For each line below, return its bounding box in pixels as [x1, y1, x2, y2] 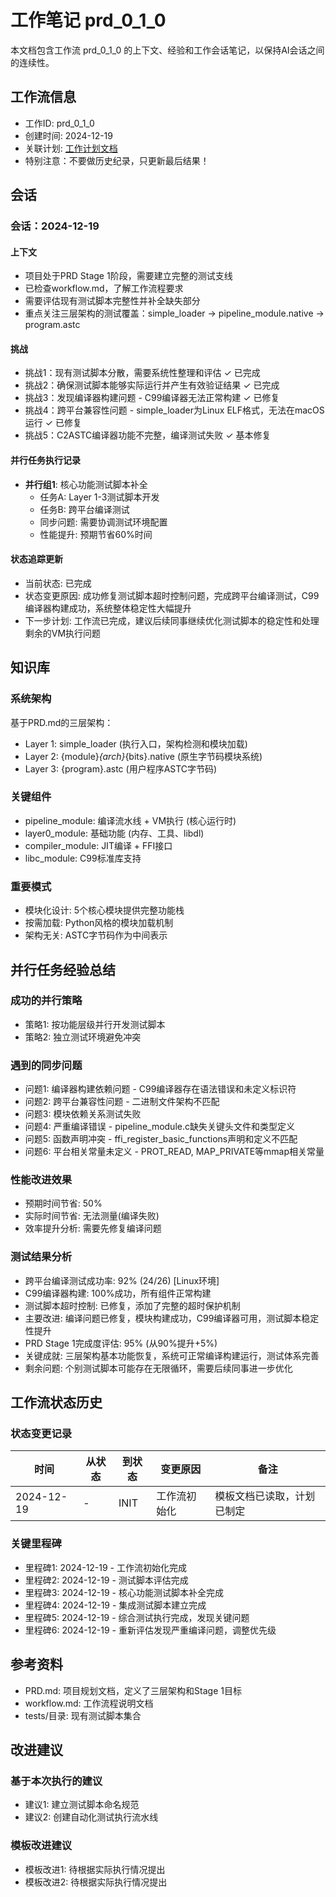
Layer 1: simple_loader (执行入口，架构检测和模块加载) [24, 737, 248, 750]
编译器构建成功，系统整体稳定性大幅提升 [24, 602, 192, 614]
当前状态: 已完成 [24, 577, 92, 589]
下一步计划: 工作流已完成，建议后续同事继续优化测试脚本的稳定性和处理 [24, 614, 320, 626]
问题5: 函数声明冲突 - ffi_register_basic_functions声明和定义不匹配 [24, 1133, 298, 1145]
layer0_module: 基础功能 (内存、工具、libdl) [24, 827, 205, 839]
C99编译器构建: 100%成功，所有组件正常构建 [24, 1287, 212, 1299]
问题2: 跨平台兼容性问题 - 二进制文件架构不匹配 [24, 1096, 220, 1108]
